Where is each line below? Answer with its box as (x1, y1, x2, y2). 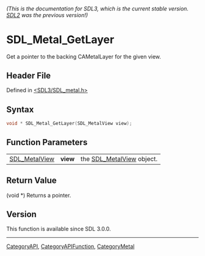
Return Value (6, 176, 57, 186)
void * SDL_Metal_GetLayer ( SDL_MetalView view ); (6, 121, 132, 127)
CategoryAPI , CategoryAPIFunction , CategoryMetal (6, 243, 135, 250)
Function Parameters (6, 137, 88, 148)
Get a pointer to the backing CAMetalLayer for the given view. (6, 52, 162, 60)
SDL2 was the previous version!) (6, 11, 88, 18)
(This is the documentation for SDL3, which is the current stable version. (6, 5, 189, 12)
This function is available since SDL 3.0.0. (6, 226, 111, 233)
